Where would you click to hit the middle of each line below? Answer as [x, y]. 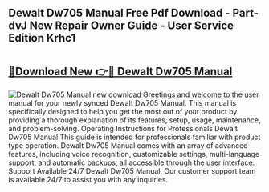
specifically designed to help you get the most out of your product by [123, 112]
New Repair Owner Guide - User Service [132, 26]
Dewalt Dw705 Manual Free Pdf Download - [119, 13]
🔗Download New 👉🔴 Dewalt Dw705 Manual [120, 71]
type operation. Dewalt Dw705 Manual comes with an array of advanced [128, 146]
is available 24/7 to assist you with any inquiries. [88, 180]
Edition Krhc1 [42, 38]
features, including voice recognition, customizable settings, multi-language [134, 154]
